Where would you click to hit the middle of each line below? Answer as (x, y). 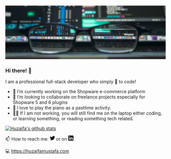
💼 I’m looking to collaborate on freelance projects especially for (79, 97)
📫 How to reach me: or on (36, 139)
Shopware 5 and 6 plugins (40, 102)
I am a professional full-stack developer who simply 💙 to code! (71, 82)
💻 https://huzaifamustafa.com (37, 151)
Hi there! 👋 (19, 70)
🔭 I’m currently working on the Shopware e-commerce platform (79, 92)
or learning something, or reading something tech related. (73, 119)
